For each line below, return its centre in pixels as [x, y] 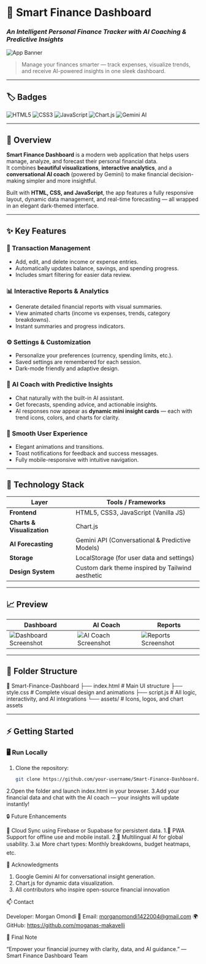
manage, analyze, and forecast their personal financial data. [82, 161]
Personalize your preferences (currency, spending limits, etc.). [94, 356]
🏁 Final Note [22, 937]
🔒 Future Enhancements [36, 816]
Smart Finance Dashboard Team [47, 955]
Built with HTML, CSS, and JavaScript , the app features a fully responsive [100, 193]
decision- [182, 174]
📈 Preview [27, 604]
